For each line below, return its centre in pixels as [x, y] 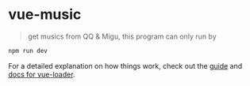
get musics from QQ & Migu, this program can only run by [122, 36]
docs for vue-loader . [42, 74]
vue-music [45, 15]
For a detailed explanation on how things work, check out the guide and [125, 65]
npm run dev [28, 50]
